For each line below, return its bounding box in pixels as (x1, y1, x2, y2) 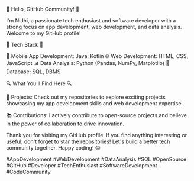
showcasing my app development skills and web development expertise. (6, 100, 183, 106)
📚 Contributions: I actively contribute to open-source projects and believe (6, 112, 187, 118)
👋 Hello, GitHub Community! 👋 (6, 6, 80, 12)
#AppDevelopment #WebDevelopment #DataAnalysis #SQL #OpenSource (6, 156, 187, 163)
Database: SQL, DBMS (6, 68, 61, 75)
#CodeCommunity (6, 169, 51, 175)
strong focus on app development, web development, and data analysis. (6, 24, 182, 30)
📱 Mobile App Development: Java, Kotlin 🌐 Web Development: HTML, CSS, (6, 53, 189, 59)
